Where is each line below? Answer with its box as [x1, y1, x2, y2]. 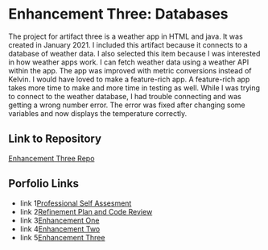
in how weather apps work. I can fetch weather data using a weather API [8, 57, 249, 67]
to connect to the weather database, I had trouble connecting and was [8, 91, 241, 101]
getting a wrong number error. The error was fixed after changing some [8, 100, 245, 110]
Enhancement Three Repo [8, 153, 95, 163]
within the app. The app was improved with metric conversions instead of [8, 65, 252, 75]
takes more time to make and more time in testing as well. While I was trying [8, 82, 260, 93]
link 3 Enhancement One [19, 215, 100, 225]
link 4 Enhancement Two [19, 223, 101, 234]
